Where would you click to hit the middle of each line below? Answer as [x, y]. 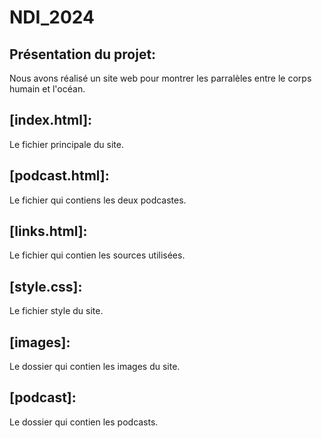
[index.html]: [51, 120]
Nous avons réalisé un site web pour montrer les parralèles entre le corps [160, 78]
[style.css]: [46, 286]
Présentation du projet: [83, 54]
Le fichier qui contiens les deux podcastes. [98, 200]
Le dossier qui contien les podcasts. [84, 422]
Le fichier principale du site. [66, 144]
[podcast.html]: [59, 176]
